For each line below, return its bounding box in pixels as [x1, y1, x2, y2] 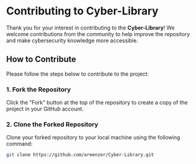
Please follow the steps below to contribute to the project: [6, 70, 149, 77]
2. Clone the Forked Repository [6, 120, 99, 129]
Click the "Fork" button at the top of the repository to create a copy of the [6, 99, 188, 106]
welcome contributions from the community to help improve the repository [6, 30, 190, 37]
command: [6, 140, 33, 148]
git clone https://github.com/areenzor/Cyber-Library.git [6, 152, 154, 158]
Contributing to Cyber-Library [6, 4, 159, 18]
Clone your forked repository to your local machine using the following [6, 134, 180, 141]
